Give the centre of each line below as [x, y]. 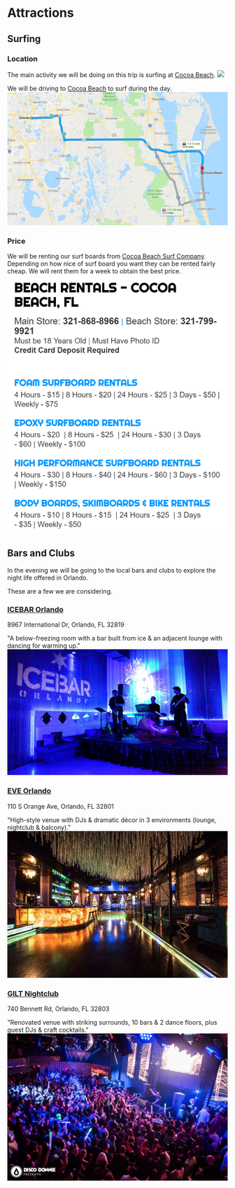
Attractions [41, 13]
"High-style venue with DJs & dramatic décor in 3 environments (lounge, [112, 820]
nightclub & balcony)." [39, 827]
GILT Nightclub [33, 993]
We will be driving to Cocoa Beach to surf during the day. [90, 88]
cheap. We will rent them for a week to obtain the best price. [94, 271]
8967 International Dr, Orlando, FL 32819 [66, 624]
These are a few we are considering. [60, 591]
